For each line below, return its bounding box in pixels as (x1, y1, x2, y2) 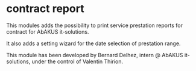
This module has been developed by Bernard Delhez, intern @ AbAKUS (6, 51, 183, 58)
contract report (6, 2, 84, 16)
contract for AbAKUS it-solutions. (6, 28, 89, 35)
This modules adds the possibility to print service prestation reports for (6, 22, 183, 29)
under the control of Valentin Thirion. (31, 58, 124, 65)
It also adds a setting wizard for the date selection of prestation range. (6, 40, 181, 47)
